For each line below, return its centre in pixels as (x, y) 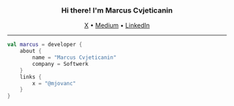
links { (31, 77)
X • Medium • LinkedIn (117, 26)
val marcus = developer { (45, 45)
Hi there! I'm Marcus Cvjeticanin (117, 10)
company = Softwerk (61, 64)
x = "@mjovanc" (54, 83)
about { (31, 51)
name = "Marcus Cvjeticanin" (75, 58)
